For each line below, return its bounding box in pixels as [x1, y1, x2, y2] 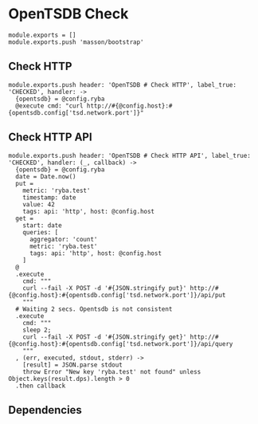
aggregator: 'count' [29, 235, 98, 243]
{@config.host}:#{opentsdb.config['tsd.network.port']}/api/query [8, 340, 233, 347]
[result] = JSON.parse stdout [22, 360, 123, 369]
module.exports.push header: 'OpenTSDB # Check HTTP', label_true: [8, 80, 237, 88]
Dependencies [8, 403, 82, 417]
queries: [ [22, 228, 59, 236]
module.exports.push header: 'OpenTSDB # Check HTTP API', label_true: [8, 151, 251, 159]
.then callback [15, 382, 66, 390]
